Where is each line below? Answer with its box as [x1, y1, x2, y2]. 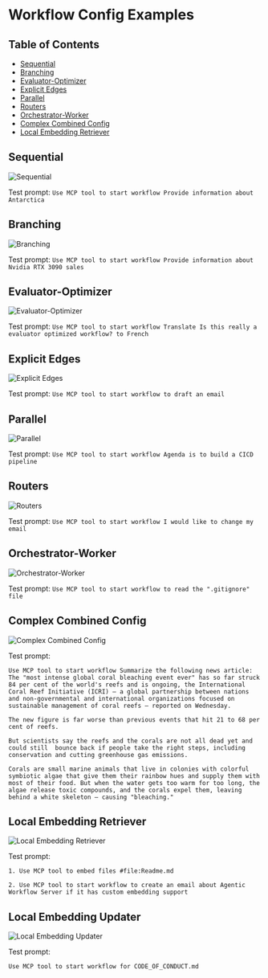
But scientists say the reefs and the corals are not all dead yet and [8, 737, 253, 745]
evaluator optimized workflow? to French [8, 330, 149, 338]
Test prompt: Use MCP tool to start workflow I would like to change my [8, 516, 254, 526]
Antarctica [8, 195, 45, 204]
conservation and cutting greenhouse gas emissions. [8, 751, 189, 759]
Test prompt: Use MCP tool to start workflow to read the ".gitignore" [8, 583, 250, 593]
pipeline [8, 458, 38, 466]
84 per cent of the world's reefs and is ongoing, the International [8, 681, 246, 689]
